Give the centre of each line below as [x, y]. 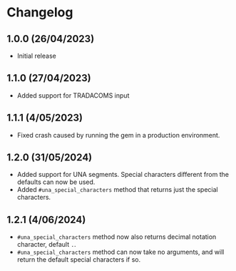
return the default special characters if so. [78, 260]
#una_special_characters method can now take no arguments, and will [120, 252]
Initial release [36, 56]
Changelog [40, 12]
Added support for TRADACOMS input [73, 95]
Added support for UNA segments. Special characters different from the [123, 175]
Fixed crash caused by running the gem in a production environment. [118, 135]
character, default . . [46, 245]
